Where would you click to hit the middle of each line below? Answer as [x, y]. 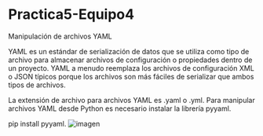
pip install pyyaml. [37, 123]
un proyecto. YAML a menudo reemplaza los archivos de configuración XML [131, 68]
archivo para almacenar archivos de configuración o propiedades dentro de [130, 60]
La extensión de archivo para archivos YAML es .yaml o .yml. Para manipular [131, 100]
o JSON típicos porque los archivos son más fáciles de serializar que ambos [131, 76]
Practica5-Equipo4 [71, 15]
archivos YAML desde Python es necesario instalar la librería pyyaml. [120, 108]
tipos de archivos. [37, 85]
